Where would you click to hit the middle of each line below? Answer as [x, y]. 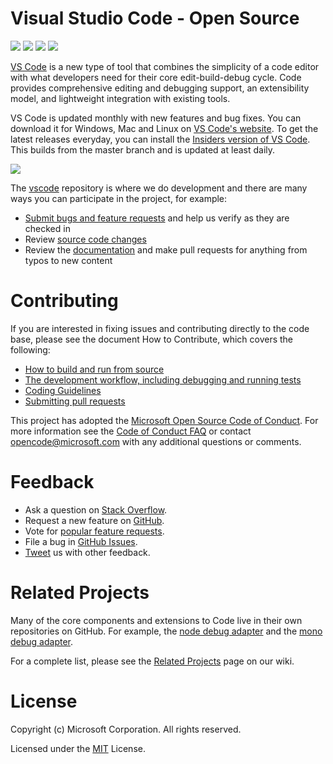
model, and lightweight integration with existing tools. [120, 98]
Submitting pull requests [75, 401]
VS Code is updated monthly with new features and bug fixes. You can [156, 118]
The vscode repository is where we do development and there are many [159, 188]
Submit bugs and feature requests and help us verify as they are [157, 218]
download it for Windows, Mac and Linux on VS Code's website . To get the [164, 128]
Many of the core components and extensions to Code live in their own [156, 620]
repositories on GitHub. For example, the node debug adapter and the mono [166, 631]
